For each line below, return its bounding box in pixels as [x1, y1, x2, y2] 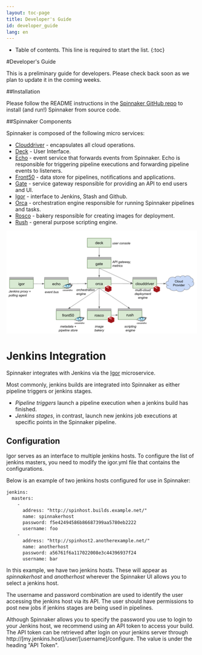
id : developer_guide [6, 22, 59, 28]
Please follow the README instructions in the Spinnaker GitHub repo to [6, 100, 183, 107]
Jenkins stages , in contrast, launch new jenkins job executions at [15, 412, 177, 419]
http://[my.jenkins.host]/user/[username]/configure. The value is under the [6, 635, 192, 642]
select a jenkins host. [6, 579, 59, 587]
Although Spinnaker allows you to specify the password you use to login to [6, 616, 192, 623]
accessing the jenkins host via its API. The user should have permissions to [6, 597, 194, 605]
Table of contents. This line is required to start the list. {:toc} [15, 46, 165, 54]
